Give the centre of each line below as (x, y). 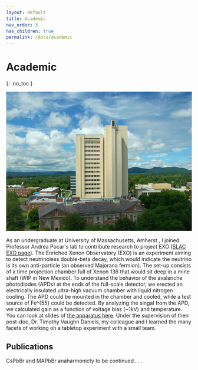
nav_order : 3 (22, 25)
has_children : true (30, 31)
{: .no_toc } (19, 84)
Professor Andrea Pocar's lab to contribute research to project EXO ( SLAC (96, 247)
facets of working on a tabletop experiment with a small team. (81, 328)
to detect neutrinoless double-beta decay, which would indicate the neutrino (99, 259)
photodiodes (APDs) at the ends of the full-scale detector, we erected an (94, 284)
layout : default (26, 12)
